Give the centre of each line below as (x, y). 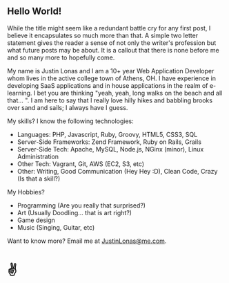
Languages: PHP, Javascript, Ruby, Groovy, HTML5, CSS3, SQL (107, 134)
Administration (38, 156)
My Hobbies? (26, 192)
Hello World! (34, 11)
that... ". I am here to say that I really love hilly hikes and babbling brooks (110, 100)
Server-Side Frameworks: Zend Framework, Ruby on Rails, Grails (109, 142)
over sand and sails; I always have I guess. (68, 107)
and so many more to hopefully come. (61, 57)
